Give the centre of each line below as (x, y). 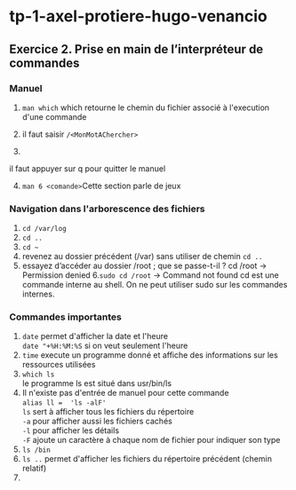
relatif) (34, 469)
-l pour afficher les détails (71, 431)
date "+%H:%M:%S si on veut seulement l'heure (105, 346)
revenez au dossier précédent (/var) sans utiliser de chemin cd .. (142, 257)
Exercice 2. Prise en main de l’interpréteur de (136, 49)
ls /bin (36, 450)
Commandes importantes (65, 317)
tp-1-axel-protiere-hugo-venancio (139, 16)
